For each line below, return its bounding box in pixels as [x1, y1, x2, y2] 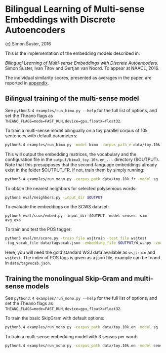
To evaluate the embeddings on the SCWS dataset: [5, 204, 109, 210]
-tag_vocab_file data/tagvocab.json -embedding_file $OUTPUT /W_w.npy [5, 240, 152, 245]
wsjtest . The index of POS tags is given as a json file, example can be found [5, 255, 161, 261]
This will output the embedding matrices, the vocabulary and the [5, 151, 137, 157]
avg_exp [5, 218, 21, 223]
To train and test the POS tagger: [5, 226, 72, 233]
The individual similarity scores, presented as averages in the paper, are [5, 75, 152, 80]
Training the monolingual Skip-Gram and [5, 274, 133, 282]
